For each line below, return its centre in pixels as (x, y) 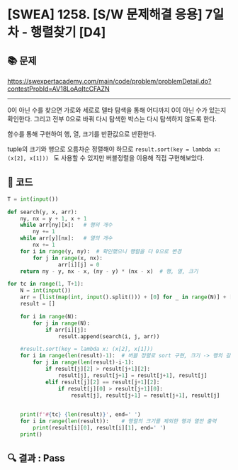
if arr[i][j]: (66, 330)
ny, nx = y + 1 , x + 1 (53, 218)
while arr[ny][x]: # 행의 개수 (67, 225)
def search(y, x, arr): (42, 212)
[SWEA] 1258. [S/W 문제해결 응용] (105, 15)
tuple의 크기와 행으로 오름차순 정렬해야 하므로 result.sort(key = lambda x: (114, 149)
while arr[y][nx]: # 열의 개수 (67, 238)
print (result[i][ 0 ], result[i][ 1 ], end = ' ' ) (100, 428)
